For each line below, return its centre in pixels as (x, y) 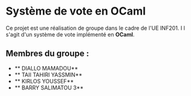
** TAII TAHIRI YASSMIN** (49, 75)
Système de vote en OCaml (76, 11)
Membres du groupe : (48, 54)
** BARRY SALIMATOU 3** (49, 87)
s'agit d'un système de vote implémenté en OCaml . (70, 34)
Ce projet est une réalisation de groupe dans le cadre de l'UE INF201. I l (95, 28)
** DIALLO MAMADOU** (46, 68)
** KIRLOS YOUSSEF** (44, 81)
